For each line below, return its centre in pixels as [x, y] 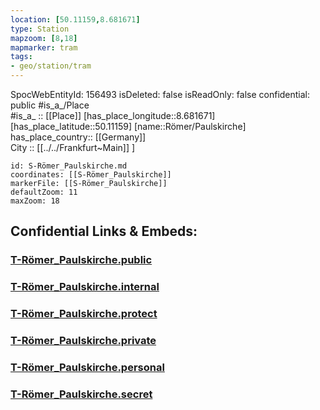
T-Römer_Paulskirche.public [81, 260]
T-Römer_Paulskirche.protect [84, 314]
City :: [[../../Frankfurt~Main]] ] [73, 147]
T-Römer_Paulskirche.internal [85, 287]
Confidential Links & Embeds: [104, 231]
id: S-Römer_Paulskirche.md [69, 166]
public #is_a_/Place [50, 105]
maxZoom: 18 [35, 201]
